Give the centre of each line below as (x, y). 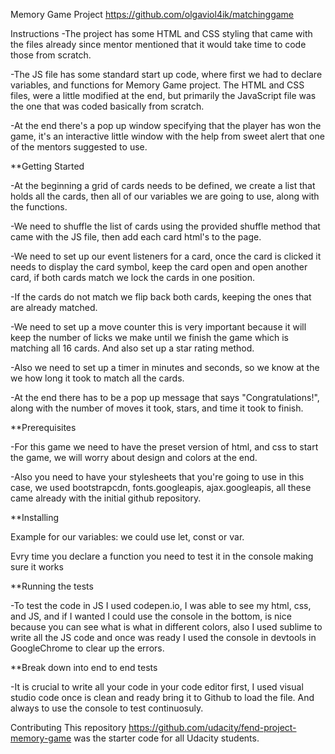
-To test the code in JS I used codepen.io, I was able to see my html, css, (161, 605)
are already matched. (54, 307)
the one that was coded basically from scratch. (107, 106)
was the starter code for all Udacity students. (166, 738)
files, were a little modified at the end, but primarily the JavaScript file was (163, 95)
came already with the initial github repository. (106, 498)
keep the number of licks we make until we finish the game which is (149, 337)
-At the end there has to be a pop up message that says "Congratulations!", (165, 397)
